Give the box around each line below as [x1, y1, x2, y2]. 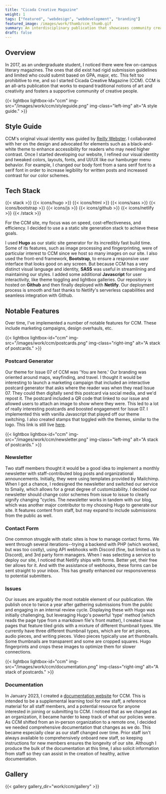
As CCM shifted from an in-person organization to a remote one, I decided [5, 719, 157, 725]
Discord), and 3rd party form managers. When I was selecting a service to [5, 552, 156, 558]
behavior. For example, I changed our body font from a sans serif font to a [5, 162, 156, 168]
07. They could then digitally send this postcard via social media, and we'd [5, 390, 157, 396]
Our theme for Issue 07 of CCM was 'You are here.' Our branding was [5, 369, 147, 375]
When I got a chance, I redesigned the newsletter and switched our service [5, 481, 158, 487]
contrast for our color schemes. [5, 172, 70, 178]
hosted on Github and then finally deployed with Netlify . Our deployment [5, 282, 154, 288]
